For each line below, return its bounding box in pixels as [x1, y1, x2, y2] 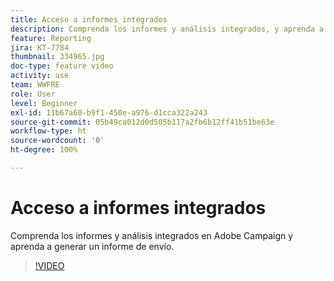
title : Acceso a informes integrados [10, 14, 168, 25]
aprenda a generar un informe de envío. [10, 240, 175, 252]
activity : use [10, 71, 70, 81]
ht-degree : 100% [10, 145, 78, 155]
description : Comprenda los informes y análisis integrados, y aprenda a [10, 24, 325, 34]
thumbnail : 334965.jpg [10, 52, 105, 62]
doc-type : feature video [10, 61, 114, 71]
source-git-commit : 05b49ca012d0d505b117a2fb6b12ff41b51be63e [10, 117, 275, 127]
